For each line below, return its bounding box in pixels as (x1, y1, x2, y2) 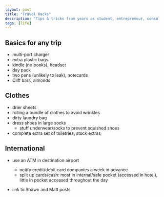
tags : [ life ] (5, 20, 32, 26)
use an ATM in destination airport (12, 157, 79, 163)
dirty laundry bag (12, 115, 47, 121)
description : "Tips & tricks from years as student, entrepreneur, (5, 16, 145, 21)
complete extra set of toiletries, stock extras (12, 130, 101, 136)
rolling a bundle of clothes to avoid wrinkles (12, 109, 100, 115)
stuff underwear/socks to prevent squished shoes (19, 125, 120, 131)
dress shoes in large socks (12, 120, 66, 125)
